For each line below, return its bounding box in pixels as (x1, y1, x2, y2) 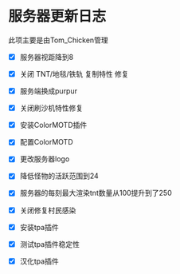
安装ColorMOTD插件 (19, 121, 88, 130)
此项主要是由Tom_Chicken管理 (8, 35, 109, 45)
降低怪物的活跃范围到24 (19, 171, 100, 181)
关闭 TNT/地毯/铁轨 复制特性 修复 (19, 69, 129, 78)
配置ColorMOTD (19, 137, 73, 147)
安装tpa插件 (19, 222, 59, 232)
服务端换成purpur (19, 86, 78, 96)
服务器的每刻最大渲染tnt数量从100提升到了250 (19, 189, 173, 198)
